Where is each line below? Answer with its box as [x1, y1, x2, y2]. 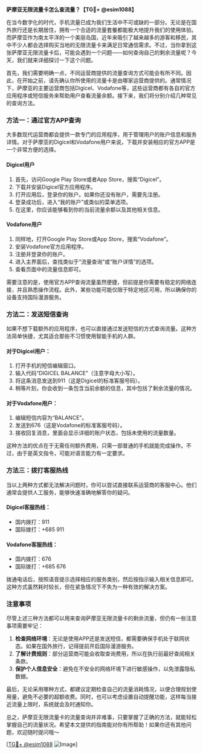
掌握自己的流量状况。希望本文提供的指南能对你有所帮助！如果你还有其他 [6, 721, 186, 729]
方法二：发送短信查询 [6, 310, 68, 318]
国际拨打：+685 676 [14, 563, 66, 570]
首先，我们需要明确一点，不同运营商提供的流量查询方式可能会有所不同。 [6, 69, 186, 76]
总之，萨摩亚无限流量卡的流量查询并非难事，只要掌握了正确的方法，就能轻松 [6, 714, 197, 721]
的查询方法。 [6, 100, 38, 106]
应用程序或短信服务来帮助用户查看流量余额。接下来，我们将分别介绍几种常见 [6, 92, 197, 99]
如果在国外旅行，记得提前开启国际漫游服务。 [25, 643, 137, 650]
